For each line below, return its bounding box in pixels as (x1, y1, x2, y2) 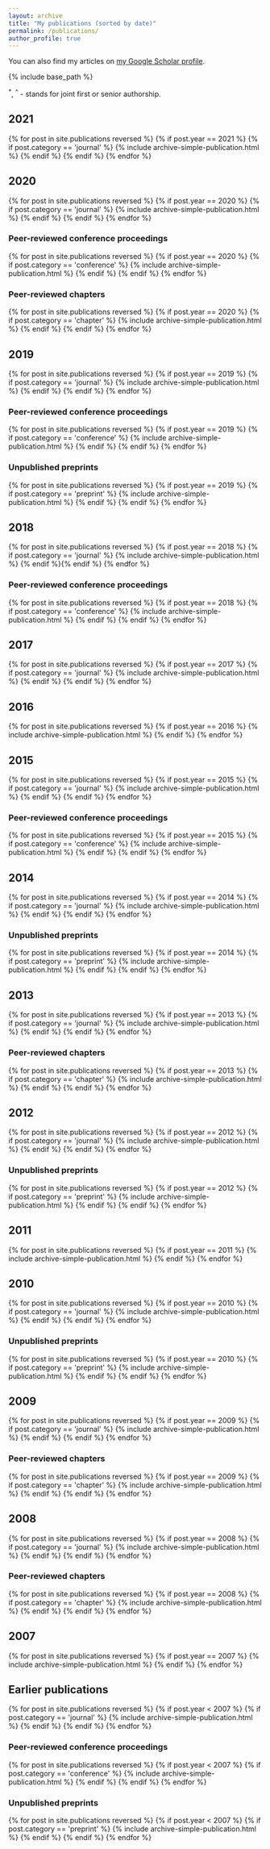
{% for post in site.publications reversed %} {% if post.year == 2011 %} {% (8, 1245, 257, 1254)
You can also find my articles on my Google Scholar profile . (8, 56, 206, 66)
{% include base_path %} (8, 72, 93, 81)
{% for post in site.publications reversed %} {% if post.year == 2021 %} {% (8, 134, 259, 144)
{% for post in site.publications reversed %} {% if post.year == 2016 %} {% (8, 721, 259, 731)
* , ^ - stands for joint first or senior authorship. (8, 88, 161, 98)
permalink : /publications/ (8, 27, 99, 35)
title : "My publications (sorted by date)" (8, 19, 157, 27)
